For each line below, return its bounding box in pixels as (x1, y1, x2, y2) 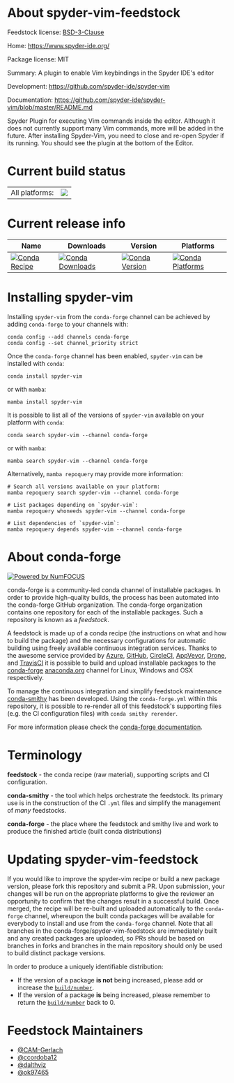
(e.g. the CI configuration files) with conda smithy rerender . (7, 709, 178, 717)
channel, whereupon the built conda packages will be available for (24, 911, 214, 920)
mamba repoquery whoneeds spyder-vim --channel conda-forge (7, 508, 186, 515)
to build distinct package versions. (7, 948, 106, 957)
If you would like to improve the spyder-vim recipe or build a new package (7, 874, 220, 883)
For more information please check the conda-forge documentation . (7, 723, 203, 731)
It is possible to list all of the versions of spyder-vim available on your (7, 411, 204, 419)
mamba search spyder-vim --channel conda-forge (7, 457, 148, 464)
